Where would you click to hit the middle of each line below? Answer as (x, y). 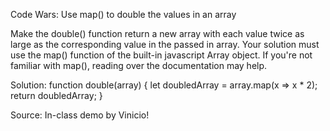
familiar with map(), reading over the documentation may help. (139, 65)
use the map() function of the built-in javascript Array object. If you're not (161, 55)
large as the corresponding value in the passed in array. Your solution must (165, 44)
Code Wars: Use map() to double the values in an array (123, 14)
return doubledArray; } (56, 95)
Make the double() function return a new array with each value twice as (157, 33)
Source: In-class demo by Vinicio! (80, 115)
